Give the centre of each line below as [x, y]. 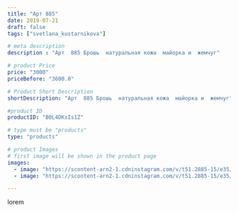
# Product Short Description [50, 92]
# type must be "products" [47, 130]
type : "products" [33, 137]
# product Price [31, 66]
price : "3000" [28, 72]
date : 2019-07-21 [33, 20]
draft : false [27, 27]
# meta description [36, 47]
